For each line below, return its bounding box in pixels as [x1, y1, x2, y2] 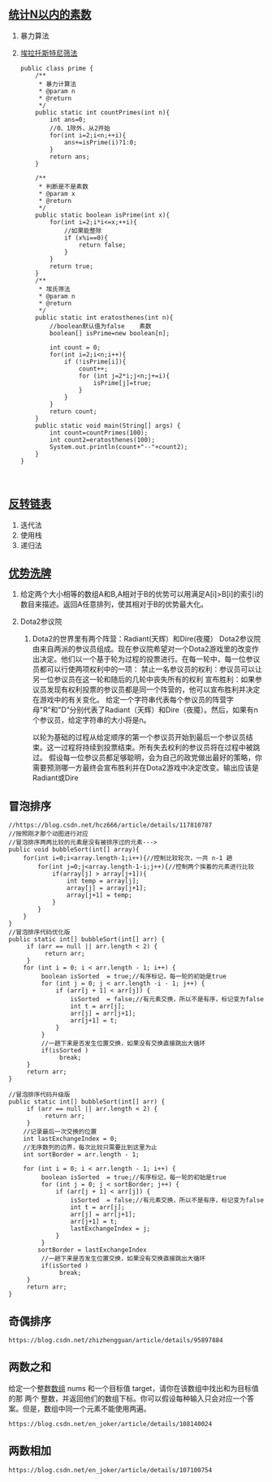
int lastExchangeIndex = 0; [23, 1135, 118, 1143]
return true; [50, 262, 93, 270]
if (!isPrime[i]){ [63, 357, 127, 365]
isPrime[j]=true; [93, 378, 152, 387]
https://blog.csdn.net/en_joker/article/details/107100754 [8, 1466, 213, 1474]
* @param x [38, 189, 76, 197]
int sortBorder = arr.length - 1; [23, 1151, 140, 1159]
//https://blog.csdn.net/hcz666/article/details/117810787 [8, 821, 213, 830]
